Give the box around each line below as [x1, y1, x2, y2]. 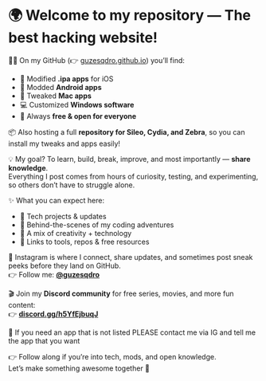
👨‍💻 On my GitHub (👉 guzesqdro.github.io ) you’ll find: [8, 55, 186, 65]
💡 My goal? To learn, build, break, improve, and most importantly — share [8, 154, 251, 163]
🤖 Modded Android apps [19, 82, 102, 92]
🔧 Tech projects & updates [19, 211, 107, 221]
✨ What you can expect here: [8, 195, 105, 205]
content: [8, 300, 36, 309]
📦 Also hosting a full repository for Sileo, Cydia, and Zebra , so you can [8, 127, 245, 136]
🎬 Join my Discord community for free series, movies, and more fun [8, 289, 234, 298]
